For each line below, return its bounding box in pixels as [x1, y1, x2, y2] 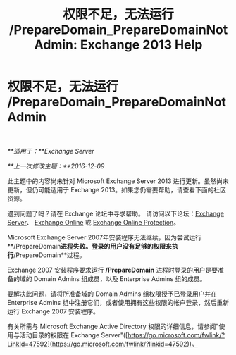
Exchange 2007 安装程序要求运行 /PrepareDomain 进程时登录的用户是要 [7, 266, 218, 274]
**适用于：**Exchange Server [7, 147, 94, 155]
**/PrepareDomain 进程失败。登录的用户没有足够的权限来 [7, 242, 173, 250]
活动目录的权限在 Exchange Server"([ [19, 330, 128, 339]
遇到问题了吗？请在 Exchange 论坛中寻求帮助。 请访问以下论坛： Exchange [7, 209, 224, 218]
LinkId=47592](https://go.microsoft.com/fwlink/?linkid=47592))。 [7, 340, 199, 348]
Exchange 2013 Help [80, 37, 203, 53]
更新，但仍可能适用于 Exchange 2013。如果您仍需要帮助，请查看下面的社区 [7, 185, 227, 194]
